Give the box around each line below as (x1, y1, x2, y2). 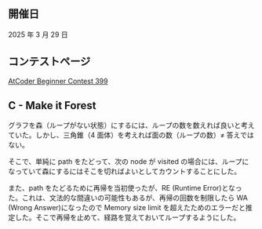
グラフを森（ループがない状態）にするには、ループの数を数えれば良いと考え (8, 121, 255, 130)
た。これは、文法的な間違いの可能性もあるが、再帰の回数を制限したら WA (8, 193, 249, 202)
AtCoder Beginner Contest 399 (8, 76, 108, 85)
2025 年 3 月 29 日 (8, 30, 68, 39)
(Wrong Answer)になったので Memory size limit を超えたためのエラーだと (8, 203, 246, 213)
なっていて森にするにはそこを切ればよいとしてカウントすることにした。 (8, 167, 242, 176)
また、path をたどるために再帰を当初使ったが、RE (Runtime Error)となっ (8, 184, 242, 193)
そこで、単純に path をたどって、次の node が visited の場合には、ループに (8, 157, 249, 166)
